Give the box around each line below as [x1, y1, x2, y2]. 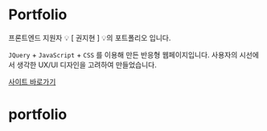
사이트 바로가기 [8, 77, 56, 86]
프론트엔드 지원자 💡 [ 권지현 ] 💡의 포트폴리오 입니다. [8, 33, 171, 42]
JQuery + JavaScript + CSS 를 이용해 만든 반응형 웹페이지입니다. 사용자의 [8, 50, 238, 59]
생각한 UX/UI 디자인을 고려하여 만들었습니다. [16, 60, 157, 69]
